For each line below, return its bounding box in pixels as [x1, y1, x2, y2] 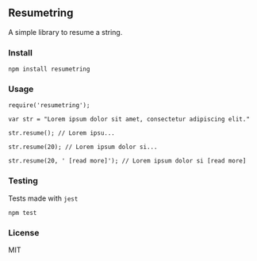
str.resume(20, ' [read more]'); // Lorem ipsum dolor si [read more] [8, 157, 247, 165]
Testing [8, 175, 38, 186]
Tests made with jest [8, 194, 79, 203]
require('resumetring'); [8, 102, 90, 109]
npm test [8, 209, 37, 217]
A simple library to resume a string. [8, 27, 123, 36]
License [8, 227, 40, 238]
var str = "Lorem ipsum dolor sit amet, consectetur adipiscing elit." [8, 115, 250, 124]
